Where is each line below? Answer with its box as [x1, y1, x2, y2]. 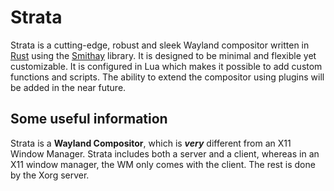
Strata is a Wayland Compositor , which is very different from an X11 [10, 137, 292, 149]
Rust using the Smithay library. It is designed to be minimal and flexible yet [10, 49, 317, 61]
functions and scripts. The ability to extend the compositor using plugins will [10, 71, 325, 83]
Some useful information [10, 111, 168, 128]
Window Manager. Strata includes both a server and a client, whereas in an [10, 147, 320, 160]
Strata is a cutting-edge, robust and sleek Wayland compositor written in [10, 39, 310, 51]
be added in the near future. [10, 81, 127, 93]
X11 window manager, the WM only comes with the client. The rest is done [10, 158, 316, 170]
